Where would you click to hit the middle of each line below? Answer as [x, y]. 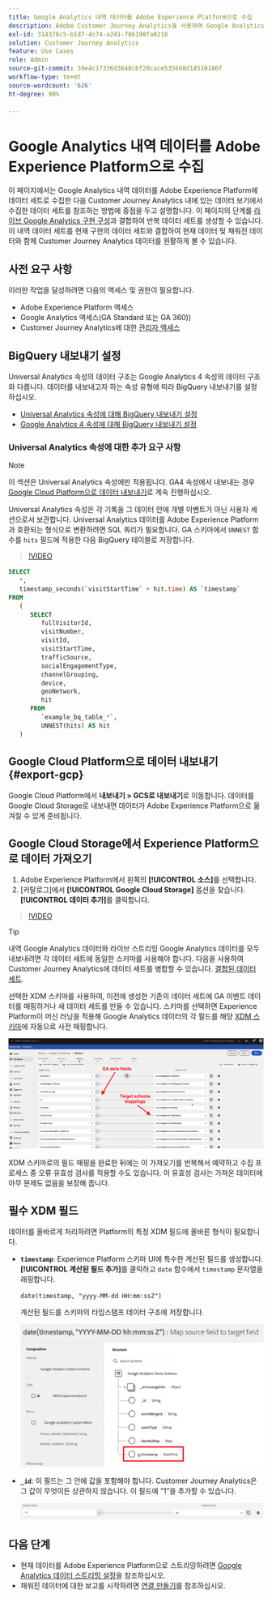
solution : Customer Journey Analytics [74, 43]
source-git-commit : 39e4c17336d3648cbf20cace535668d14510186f [115, 69]
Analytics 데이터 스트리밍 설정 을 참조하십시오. [93, 1575]
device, [54, 683]
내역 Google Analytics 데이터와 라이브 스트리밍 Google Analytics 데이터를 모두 [134, 949]
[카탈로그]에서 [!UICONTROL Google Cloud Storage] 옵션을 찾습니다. [133, 890]
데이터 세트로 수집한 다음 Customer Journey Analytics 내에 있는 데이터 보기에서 [136, 201]
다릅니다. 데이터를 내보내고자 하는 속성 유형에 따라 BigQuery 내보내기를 [130, 387]
